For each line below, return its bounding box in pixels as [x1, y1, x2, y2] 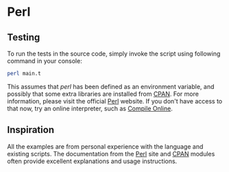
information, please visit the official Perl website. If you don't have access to [7, 97, 223, 105]
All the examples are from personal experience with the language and [7, 142, 204, 151]
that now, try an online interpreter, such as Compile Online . [7, 104, 173, 112]
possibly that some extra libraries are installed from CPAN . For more [7, 90, 199, 98]
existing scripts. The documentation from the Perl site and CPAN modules [7, 149, 215, 158]
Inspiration [7, 124, 55, 136]
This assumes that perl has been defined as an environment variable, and [7, 82, 215, 90]
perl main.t [7, 70, 41, 77]
